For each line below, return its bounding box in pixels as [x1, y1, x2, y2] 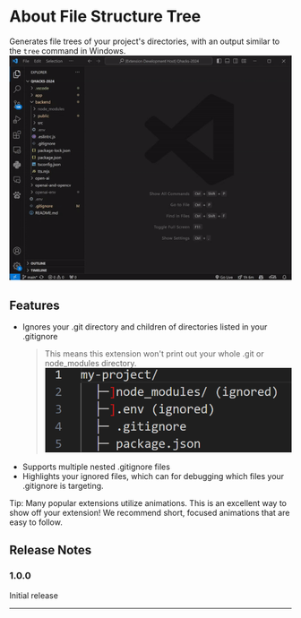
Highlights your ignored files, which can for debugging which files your [21, 470, 285, 481]
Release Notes [9, 543, 92, 558]
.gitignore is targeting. [21, 480, 105, 491]
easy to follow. [9, 517, 63, 528]
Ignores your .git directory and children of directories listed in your [21, 322, 268, 332]
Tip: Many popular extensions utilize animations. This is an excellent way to [9, 497, 287, 508]
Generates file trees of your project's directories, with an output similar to [9, 36, 280, 47]
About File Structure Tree [9, 6, 202, 27]
